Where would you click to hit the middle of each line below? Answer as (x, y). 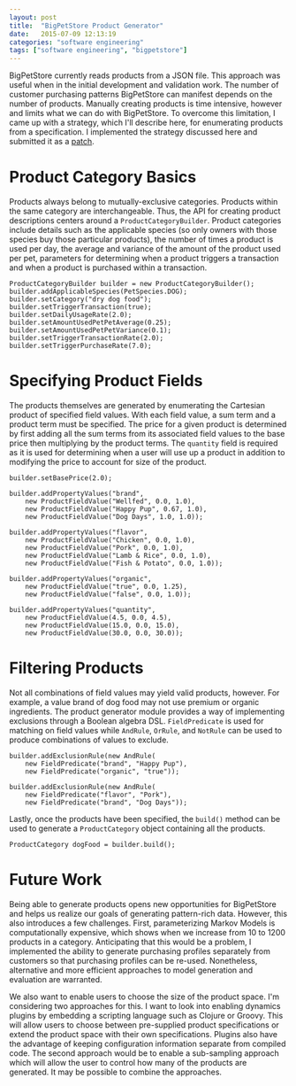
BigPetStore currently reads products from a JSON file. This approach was (145, 75)
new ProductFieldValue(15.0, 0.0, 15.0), (102, 625)
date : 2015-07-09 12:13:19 (63, 34)
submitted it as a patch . (52, 142)
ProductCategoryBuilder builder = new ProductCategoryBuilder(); (132, 284)
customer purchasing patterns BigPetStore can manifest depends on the (141, 95)
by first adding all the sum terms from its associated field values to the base (147, 434)
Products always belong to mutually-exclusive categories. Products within (144, 202)
